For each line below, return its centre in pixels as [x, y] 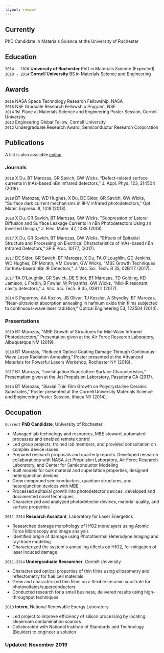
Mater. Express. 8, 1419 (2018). [36, 208]
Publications [25, 143]
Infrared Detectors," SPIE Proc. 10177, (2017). [50, 248]
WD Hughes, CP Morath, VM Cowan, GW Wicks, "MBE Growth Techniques [80, 263]
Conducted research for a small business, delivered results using [78, 592]
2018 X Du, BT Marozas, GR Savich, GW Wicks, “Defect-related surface [77, 178]
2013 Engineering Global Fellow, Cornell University [56, 122]
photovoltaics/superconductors [44, 587]
